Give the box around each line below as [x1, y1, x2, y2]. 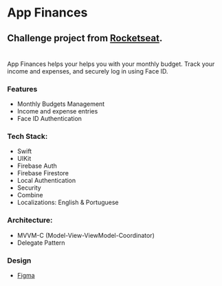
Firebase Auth [16, 162, 57, 170]
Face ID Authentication [16, 115, 82, 123]
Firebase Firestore [16, 169, 69, 177]
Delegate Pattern [16, 239, 65, 247]
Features [7, 84, 38, 93]
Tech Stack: [7, 131, 48, 141]
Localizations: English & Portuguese [16, 198, 119, 207]
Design [7, 256, 32, 265]
